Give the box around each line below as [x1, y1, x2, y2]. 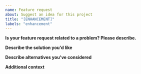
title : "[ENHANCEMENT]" [5, 16, 55, 21]
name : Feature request [5, 7, 52, 12]
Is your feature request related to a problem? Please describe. [5, 35, 136, 41]
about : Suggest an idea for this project [5, 12, 93, 17]
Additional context [5, 64, 45, 70]
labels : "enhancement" [5, 21, 52, 26]
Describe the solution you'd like [5, 44, 72, 50]
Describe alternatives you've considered [5, 54, 92, 60]
